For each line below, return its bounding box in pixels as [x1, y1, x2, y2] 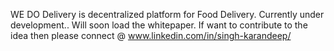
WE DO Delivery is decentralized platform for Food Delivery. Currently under [10, 9, 325, 20]
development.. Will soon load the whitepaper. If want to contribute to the [10, 19, 308, 31]
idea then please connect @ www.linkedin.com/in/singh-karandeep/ [10, 30, 292, 41]
